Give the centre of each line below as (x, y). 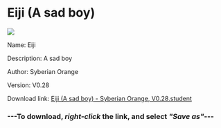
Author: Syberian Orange (43, 71)
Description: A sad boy (40, 58)
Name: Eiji (21, 45)
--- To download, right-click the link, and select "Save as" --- (111, 116)
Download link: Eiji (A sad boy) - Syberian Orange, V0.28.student (100, 98)
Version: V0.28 (28, 85)
